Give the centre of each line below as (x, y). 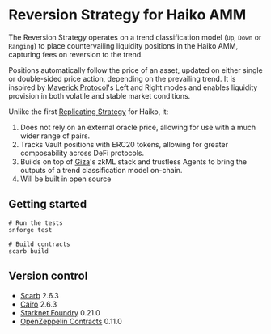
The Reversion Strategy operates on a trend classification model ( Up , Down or (135, 37)
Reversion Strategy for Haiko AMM (127, 15)
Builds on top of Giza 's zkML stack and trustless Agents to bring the (133, 161)
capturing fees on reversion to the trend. (76, 54)
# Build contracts (39, 244)
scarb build (28, 251)
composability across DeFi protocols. (82, 153)
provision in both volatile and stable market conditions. (100, 95)
